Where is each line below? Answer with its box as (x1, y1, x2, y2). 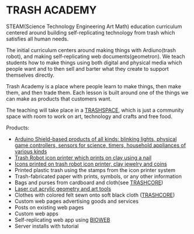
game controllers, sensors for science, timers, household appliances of (14, 142, 186, 149)
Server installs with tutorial (14, 222, 79, 229)
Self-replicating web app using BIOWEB (14, 216, 110, 223)
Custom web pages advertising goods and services (14, 197, 139, 205)
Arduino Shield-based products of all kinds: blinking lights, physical (14, 135, 177, 142)
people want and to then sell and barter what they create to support (6, 65, 169, 72)
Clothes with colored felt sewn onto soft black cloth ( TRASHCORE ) (14, 191, 175, 198)
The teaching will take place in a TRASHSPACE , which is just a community (6, 106, 184, 113)
